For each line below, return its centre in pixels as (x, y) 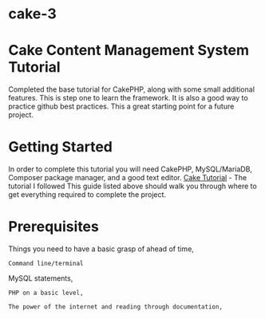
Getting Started (61, 147)
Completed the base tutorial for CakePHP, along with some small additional (132, 89)
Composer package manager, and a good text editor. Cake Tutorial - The (128, 178)
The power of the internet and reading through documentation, (116, 307)
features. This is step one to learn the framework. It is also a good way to (129, 98)
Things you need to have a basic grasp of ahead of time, (101, 249)
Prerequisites (54, 227)
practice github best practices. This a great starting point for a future (121, 106)
